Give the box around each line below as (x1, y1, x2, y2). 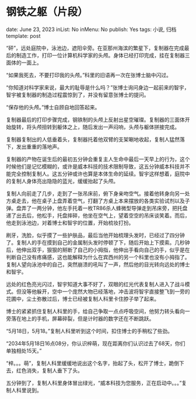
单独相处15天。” (6, 347, 42, 354)
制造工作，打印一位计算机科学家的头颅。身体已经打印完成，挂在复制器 (16, 51, 185, 59)
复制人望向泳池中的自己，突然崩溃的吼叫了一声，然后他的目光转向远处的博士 (6, 261, 190, 268)
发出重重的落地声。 (16, 143, 62, 150)
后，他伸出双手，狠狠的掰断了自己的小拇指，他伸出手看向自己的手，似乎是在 (6, 246, 190, 253)
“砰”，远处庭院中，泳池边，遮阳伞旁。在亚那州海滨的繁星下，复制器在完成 (6, 44, 185, 51)
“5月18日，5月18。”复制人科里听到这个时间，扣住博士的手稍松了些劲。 (6, 327, 173, 334)
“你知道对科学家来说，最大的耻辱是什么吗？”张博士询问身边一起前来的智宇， (6, 84, 190, 91)
